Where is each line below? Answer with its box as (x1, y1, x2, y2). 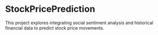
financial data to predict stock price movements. (5, 25, 105, 31)
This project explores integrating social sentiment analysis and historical (5, 20, 154, 26)
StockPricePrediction (5, 3, 96, 15)
